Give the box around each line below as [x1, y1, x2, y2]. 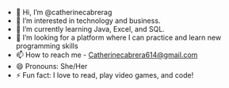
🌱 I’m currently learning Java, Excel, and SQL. [15, 25, 165, 33]
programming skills [15, 41, 78, 51]
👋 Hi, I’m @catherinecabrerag [15, 8, 113, 17]
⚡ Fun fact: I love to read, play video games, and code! [15, 71, 194, 79]
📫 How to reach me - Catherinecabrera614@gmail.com [15, 50, 198, 59]
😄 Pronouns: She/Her [15, 62, 88, 71]
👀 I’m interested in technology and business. [15, 16, 161, 25]
